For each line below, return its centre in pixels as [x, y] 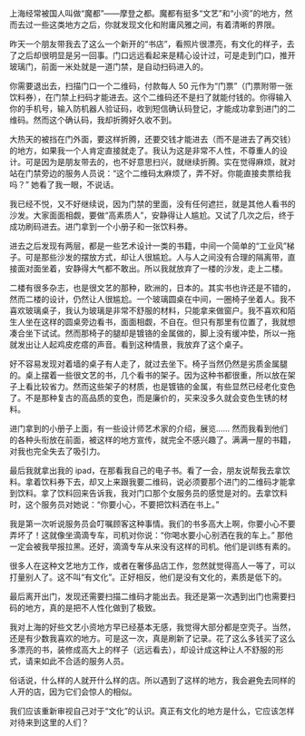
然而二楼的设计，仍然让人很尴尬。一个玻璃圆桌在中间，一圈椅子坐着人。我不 [152, 299]
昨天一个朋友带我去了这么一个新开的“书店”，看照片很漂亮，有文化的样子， [148, 44]
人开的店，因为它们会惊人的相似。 [73, 692]
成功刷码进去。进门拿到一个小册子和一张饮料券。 [101, 226]
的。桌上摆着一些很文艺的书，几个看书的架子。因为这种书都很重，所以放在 [148, 375]
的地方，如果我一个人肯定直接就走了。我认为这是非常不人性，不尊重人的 [144, 151]
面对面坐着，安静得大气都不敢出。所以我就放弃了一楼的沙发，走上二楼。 [152, 269]
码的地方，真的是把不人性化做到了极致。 [85, 608]
